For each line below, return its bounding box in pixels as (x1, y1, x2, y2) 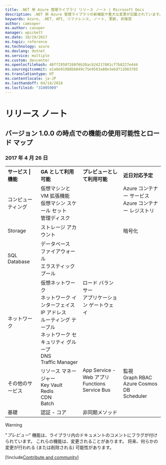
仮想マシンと (40, 185, 71, 192)
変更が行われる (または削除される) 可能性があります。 (5, 445, 114, 451)
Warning (5, 422, 22, 428)
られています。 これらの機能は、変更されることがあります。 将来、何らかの (5, 438, 158, 444)
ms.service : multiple (5, 53, 50, 58)
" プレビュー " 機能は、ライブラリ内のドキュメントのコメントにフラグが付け (5, 432, 158, 438)
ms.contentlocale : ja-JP (5, 76, 56, 81)
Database (7, 258, 30, 265)
